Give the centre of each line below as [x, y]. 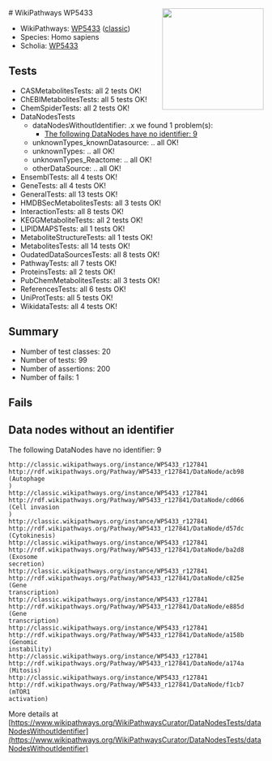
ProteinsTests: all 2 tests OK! [68, 272]
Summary [34, 332]
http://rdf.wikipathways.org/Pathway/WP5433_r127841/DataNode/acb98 [126, 471]
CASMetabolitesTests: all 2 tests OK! [81, 90]
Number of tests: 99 [53, 359]
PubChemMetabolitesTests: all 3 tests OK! [90, 280]
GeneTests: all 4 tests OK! [63, 185]
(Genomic [23, 642]
